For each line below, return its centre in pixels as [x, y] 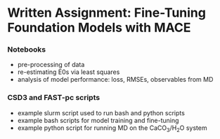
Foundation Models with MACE [99, 28]
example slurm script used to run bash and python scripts [101, 112]
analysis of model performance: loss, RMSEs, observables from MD [115, 80]
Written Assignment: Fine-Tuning [106, 13]
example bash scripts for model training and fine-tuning [98, 120]
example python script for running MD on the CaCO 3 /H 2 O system [112, 129]
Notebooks [27, 50]
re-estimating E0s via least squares [69, 72]
